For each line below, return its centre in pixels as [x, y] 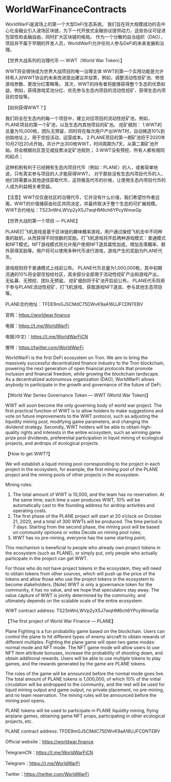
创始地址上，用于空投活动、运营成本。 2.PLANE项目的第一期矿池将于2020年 [85, 137]
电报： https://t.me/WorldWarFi [37, 326]
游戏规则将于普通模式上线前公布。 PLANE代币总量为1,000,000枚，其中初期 [84, 268]
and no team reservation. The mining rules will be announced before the [81, 695]
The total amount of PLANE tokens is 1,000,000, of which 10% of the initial [83, 679]
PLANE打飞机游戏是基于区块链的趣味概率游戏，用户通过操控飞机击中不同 [82, 231]
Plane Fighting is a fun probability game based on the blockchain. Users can [85, 631]
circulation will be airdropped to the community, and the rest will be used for [85, 684]
